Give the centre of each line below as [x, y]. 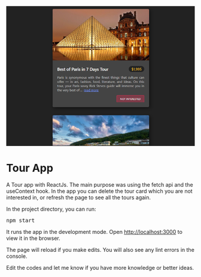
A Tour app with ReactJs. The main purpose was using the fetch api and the [100, 184]
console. [17, 256]
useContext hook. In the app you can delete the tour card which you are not [99, 191]
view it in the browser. [33, 238]
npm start [20, 220]
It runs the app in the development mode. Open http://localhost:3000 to [94, 232]
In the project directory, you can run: [51, 209]
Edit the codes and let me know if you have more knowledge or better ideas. [100, 267]
